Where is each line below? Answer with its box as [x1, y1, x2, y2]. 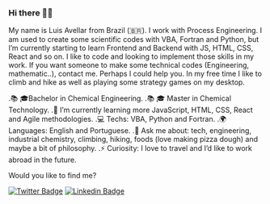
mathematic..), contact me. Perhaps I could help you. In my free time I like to [8, 69, 263, 79]
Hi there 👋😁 [8, 7, 53, 19]
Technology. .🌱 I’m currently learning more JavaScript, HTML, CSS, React [8, 105, 253, 115]
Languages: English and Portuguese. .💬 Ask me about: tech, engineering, [8, 126, 252, 135]
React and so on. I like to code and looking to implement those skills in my [8, 52, 255, 61]
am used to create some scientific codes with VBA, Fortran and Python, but [8, 35, 259, 44]
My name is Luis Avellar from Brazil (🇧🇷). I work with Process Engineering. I [8, 26, 263, 35]
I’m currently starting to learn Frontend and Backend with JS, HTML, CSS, [8, 44, 254, 53]
